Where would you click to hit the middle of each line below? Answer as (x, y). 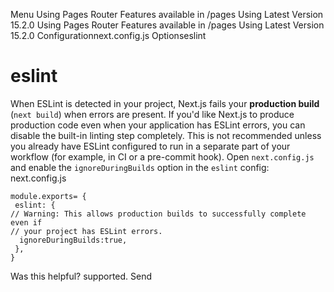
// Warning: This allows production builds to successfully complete (158, 214)
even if (26, 222)
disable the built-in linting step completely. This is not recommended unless (166, 135)
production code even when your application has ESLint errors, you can (158, 125)
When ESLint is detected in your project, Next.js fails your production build (165, 103)
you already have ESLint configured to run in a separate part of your (150, 146)
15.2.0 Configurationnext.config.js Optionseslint (108, 35)
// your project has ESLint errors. (86, 231)
